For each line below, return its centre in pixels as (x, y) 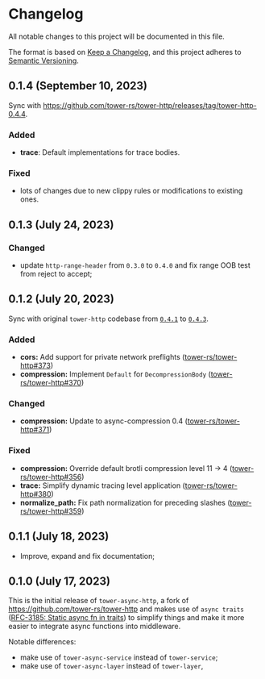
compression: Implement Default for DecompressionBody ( (115, 374)
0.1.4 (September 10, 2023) (78, 86)
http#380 (35, 494)
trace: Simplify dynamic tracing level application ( (102, 485)
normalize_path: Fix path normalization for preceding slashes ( (125, 502)
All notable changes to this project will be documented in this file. (117, 36)
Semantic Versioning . (43, 60)
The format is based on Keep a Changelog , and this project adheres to (125, 52)
